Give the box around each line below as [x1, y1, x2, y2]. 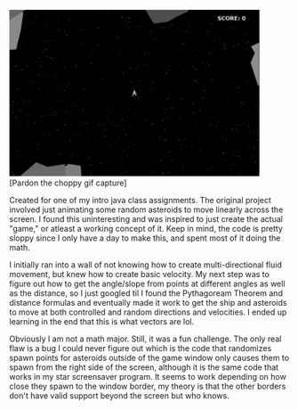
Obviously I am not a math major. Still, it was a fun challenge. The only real [9, 333, 282, 344]
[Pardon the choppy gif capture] [9, 177, 127, 188]
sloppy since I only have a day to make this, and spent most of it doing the [9, 233, 281, 243]
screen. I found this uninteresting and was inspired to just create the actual [9, 214, 283, 224]
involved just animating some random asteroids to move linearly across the [9, 204, 284, 215]
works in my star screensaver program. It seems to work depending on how [9, 372, 286, 381]
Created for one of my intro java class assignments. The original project [9, 195, 271, 205]
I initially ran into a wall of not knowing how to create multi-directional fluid [9, 259, 282, 270]
